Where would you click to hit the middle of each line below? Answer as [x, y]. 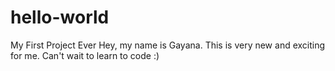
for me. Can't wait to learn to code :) [85, 55]
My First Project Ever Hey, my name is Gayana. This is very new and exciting [168, 45]
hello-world [60, 17]
